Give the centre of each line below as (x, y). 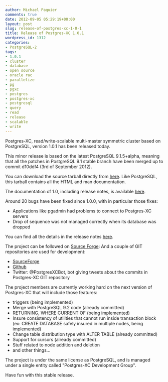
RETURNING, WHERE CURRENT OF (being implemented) (71, 313)
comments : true (21, 15)
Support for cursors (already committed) (54, 339)
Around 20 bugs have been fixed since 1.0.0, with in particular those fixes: (81, 201)
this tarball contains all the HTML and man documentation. (66, 182)
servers (20, 216)
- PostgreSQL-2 (21, 47)
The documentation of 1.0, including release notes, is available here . (75, 191)
